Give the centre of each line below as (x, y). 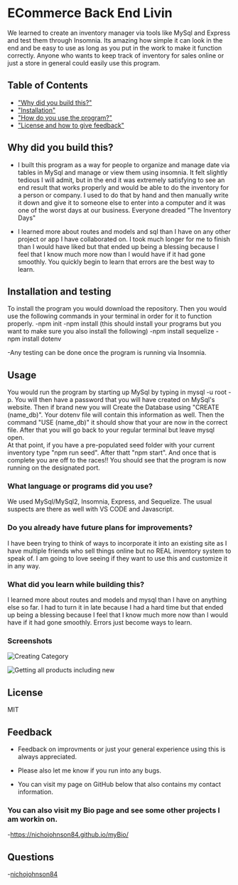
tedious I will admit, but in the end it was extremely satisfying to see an (121, 180)
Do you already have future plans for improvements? (100, 528)
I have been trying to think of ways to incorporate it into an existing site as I (117, 543)
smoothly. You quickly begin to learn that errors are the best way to (116, 262)
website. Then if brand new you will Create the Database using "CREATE (113, 408)
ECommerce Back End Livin (90, 13)
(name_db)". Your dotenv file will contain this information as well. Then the (116, 415)
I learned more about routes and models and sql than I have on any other (124, 231)
